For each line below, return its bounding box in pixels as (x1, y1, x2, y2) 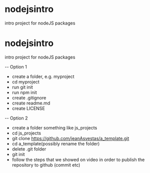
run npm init (12, 89, 37, 95)
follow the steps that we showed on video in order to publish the (12, 156, 145, 162)
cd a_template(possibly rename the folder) (12, 140, 100, 146)
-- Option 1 (5, 63, 27, 69)
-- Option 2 (5, 115, 28, 121)
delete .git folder (12, 146, 46, 152)
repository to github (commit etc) (12, 161, 81, 168)
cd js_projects (12, 130, 41, 136)
